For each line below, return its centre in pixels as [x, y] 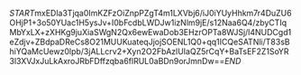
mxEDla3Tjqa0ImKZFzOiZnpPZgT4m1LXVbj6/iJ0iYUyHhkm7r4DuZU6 [163, 13]
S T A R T [22, 13]
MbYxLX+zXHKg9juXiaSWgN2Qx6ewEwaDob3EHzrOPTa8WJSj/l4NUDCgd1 [150, 32]
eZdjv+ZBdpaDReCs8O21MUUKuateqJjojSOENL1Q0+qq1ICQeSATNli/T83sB [150, 42]
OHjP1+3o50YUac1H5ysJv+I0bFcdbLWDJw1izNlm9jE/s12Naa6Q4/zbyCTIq [148, 23]
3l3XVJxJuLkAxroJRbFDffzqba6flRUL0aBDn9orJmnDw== [117, 61]
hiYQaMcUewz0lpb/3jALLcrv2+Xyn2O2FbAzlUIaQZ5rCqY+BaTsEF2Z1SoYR [150, 52]
